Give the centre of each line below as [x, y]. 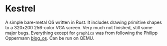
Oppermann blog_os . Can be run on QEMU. [50, 38]
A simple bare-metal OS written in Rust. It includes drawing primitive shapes [83, 22]
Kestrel [20, 9]
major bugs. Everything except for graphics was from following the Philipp [81, 33]
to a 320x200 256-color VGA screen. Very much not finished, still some [79, 27]
